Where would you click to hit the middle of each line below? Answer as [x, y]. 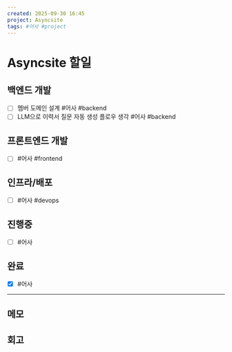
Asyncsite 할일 [49, 62]
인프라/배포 [30, 183]
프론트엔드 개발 [38, 140]
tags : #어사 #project [37, 26]
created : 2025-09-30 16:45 [46, 13]
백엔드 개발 [29, 90]
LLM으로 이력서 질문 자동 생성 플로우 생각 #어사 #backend [96, 117]
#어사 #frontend [40, 159]
